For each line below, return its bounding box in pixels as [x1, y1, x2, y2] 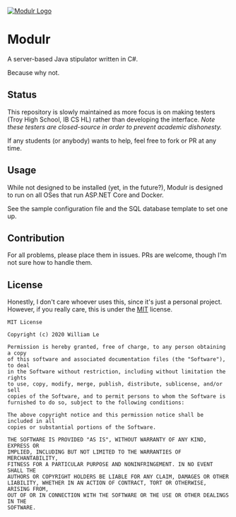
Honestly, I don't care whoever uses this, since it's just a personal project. [7, 297, 223, 307]
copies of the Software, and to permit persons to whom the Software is [7, 393, 226, 400]
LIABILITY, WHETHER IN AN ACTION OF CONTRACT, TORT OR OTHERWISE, [7, 480, 207, 487]
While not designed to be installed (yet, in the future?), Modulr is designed [7, 183, 223, 191]
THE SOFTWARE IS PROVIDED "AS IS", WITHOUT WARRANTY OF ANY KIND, [7, 436, 207, 444]
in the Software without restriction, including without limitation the [7, 368, 226, 376]
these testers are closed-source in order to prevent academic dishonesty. [7, 122, 223, 131]
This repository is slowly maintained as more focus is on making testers [7, 107, 216, 116]
